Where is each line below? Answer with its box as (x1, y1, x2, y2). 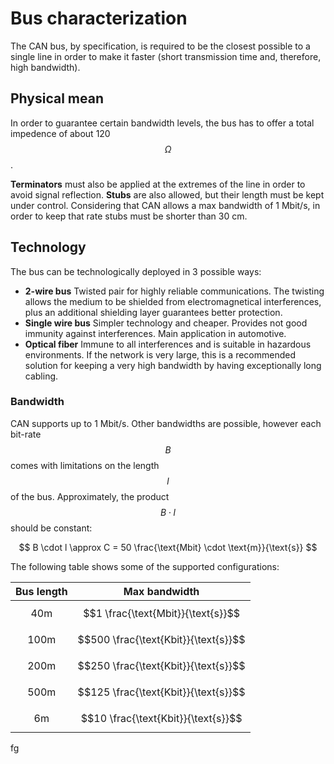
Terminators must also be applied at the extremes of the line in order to (10, 178, 306, 190)
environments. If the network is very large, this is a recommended (24, 348, 296, 361)
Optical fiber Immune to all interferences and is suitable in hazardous (24, 338, 312, 350)
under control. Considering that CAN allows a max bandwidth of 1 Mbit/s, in (10, 199, 321, 211)
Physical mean (10, 90, 104, 107)
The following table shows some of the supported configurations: (10, 560, 280, 572)
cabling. (24, 370, 59, 382)
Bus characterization (10, 7, 188, 30)
